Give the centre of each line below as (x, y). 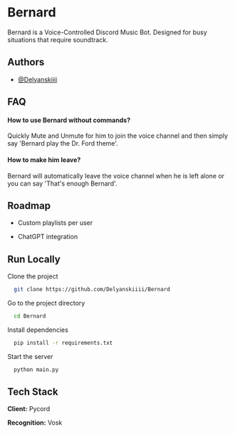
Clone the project (33, 276)
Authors (26, 62)
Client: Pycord (29, 409)
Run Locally (34, 259)
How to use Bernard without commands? (69, 120)
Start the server (30, 356)
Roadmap (29, 205)
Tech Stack (33, 392)
